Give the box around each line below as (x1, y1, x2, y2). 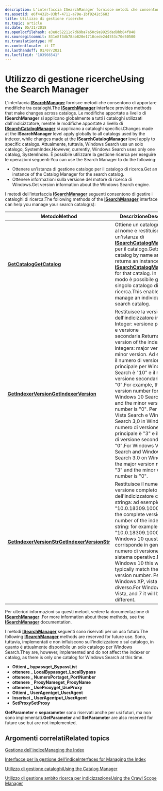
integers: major (114, 345, 149, 352)
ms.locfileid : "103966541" (5, 52, 60, 57)
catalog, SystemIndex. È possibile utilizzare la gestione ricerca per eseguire (5, 151, 156, 157)
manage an (114, 294, 141, 301)
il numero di (114, 357, 142, 364)
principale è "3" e (114, 430, 155, 437)
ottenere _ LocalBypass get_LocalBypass (12, 669, 96, 675)
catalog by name (114, 252, 153, 259)
